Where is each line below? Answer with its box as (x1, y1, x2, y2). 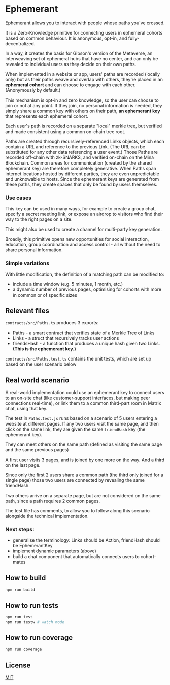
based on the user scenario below (5, 361, 77, 367)
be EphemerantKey (12, 543, 53, 549)
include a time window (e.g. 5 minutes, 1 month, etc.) (12, 281, 123, 287)
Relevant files (5, 306, 50, 315)
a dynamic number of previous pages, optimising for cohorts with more (12, 286, 161, 292)
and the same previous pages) (5, 447, 69, 453)
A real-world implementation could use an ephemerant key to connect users (5, 389, 165, 396)
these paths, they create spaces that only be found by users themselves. (5, 181, 158, 187)
